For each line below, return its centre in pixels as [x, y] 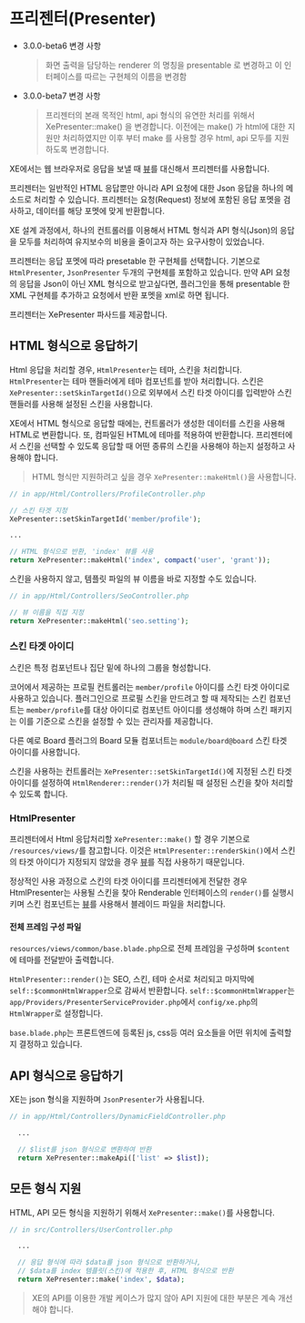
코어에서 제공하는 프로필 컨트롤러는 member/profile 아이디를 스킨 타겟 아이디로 [150, 687]
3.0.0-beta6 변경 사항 [62, 46]
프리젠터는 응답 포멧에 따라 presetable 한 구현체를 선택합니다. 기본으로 [135, 261]
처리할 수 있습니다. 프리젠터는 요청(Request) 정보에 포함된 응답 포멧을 [158, 199]
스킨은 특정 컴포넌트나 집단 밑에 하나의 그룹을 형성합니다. [110, 667]
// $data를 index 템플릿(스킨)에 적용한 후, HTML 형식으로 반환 [126, 1271]
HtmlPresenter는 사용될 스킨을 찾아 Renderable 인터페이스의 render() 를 [140, 893]
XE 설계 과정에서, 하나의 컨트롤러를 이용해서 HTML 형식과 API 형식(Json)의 [144, 230]
